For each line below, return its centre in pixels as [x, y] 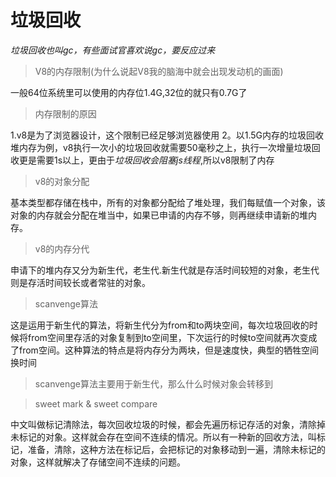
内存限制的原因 [65, 113]
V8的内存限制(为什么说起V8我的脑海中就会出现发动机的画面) [159, 71]
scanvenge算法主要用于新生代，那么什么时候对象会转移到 [154, 383]
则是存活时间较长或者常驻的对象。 [80, 282]
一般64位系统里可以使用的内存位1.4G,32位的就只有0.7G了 [129, 92]
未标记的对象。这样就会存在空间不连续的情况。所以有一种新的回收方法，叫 [163, 437]
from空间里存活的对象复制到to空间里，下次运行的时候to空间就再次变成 [172, 337]
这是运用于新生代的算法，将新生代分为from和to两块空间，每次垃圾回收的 [160, 325]
